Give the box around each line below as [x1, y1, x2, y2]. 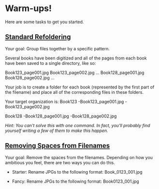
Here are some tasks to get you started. [5, 19, 84, 25]
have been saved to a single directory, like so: [5, 60, 96, 66]
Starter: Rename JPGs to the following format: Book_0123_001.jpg [12, 169, 143, 174]
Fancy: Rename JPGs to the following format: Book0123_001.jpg [12, 178, 139, 184]
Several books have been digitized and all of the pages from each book [5, 55, 147, 61]
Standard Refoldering [5, 33, 71, 41]
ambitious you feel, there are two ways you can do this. [5, 160, 115, 165]
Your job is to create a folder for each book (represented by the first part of [5, 84, 155, 90]
